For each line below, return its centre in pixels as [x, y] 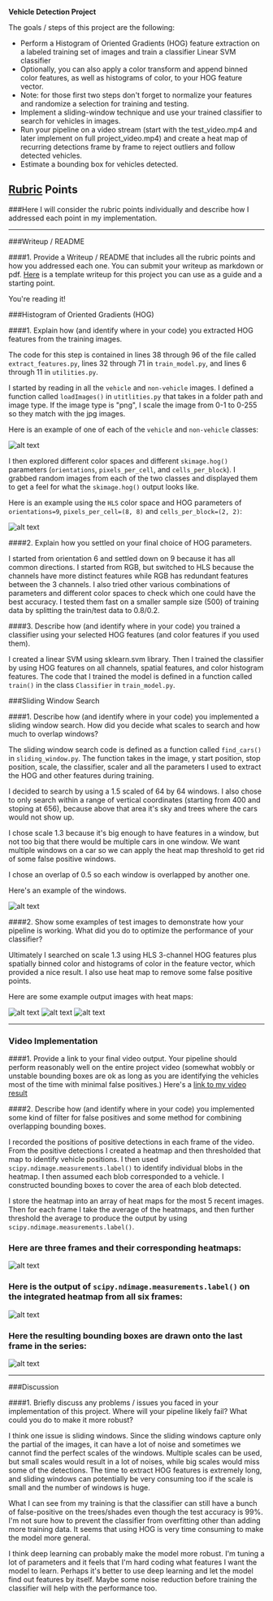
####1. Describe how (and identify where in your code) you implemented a [134, 716]
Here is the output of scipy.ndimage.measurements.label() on [129, 1286]
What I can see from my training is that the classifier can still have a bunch [133, 1503]
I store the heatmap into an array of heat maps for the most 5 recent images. [136, 1201]
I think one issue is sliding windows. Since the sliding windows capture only [135, 1436]
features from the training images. [65, 339]
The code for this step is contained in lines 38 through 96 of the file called [132, 355]
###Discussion [34, 1387]
